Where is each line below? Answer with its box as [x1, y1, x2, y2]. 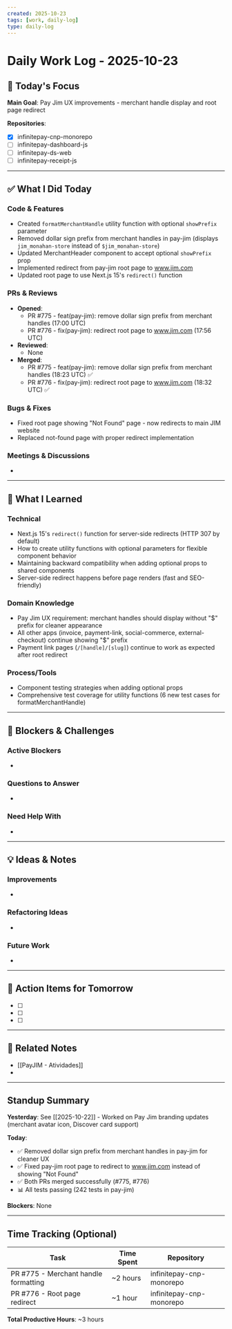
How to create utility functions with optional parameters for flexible [17, 544, 208, 552]
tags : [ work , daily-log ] [7, 17, 79, 24]
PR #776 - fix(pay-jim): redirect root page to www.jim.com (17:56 [27, 326, 212, 334]
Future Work [7, 940, 50, 950]
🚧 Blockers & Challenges [7, 724, 115, 737]
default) [17, 537, 40, 545]
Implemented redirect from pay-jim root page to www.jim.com [17, 264, 193, 272]
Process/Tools [7, 668, 57, 678]
